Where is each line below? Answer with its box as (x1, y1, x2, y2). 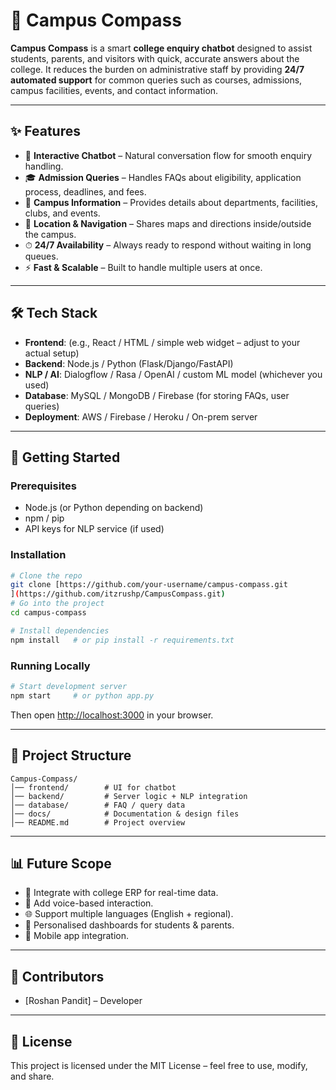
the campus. (24, 228, 77, 240)
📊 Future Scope (10, 855, 112, 872)
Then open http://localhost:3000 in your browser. (10, 709, 214, 721)
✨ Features (10, 123, 81, 140)
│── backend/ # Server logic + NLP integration (10, 791, 248, 801)
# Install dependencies (10, 625, 110, 636)
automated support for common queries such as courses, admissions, (10, 74, 303, 86)
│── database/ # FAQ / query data (10, 800, 186, 810)
